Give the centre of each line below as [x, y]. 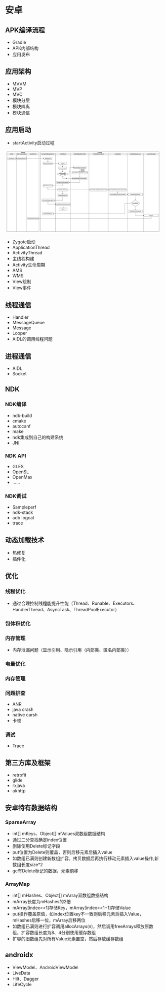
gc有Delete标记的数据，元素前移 [45, 871]
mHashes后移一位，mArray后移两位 [49, 920]
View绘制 [22, 282]
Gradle [19, 42]
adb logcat [23, 518]
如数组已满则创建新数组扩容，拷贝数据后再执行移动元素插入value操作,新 [85, 858]
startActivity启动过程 [33, 142]
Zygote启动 [24, 242]
